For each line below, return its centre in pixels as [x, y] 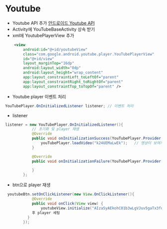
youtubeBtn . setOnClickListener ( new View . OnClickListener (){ [71, 194]
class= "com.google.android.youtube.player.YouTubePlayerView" [89, 54]
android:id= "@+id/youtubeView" [55, 49]
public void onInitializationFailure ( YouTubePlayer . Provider [96, 161]
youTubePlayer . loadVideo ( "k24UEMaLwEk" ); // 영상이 [96, 143]
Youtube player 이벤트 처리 [39, 96]
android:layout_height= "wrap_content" [63, 73]
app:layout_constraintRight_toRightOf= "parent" [73, 82]
